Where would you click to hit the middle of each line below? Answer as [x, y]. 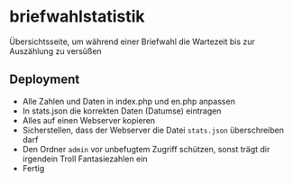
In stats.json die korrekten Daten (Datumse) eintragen [122, 111]
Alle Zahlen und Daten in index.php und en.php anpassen [129, 101]
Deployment [45, 80]
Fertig [33, 168]
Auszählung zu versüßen [55, 50]
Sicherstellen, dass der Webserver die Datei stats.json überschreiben [153, 130]
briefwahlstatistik [78, 17]
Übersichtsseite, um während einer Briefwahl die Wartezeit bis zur [132, 41]
